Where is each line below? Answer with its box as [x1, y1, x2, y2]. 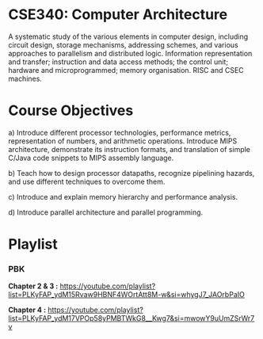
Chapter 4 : [8, 305, 46, 314]
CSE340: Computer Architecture [8, 6, 228, 24]
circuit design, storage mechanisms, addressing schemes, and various [8, 40, 239, 49]
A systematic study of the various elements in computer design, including [8, 32, 249, 41]
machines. [8, 74, 42, 83]
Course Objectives [8, 101, 134, 120]
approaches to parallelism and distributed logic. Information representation [8, 48, 253, 58]
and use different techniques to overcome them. [8, 177, 166, 186]
